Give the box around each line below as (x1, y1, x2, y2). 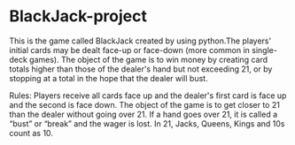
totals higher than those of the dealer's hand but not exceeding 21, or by (9, 64, 273, 74)
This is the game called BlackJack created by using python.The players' (9, 35, 272, 46)
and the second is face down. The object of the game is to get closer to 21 (9, 99, 281, 110)
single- (252, 44, 277, 55)
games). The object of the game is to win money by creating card (29, 54, 268, 65)
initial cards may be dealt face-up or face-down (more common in (9, 44, 251, 55)
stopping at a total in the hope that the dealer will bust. (9, 72, 208, 83)
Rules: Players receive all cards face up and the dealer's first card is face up (9, 90, 287, 101)
